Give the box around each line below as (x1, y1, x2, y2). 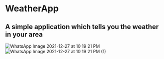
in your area (5, 30, 43, 38)
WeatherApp (5, 3, 59, 14)
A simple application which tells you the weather (5, 23, 159, 31)
